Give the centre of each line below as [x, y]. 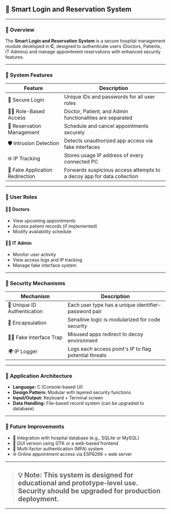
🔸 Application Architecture [39, 376]
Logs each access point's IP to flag [109, 349]
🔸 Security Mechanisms [35, 283]
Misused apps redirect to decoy [105, 334]
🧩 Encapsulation [27, 323]
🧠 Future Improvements [35, 427]
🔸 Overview [20, 30]
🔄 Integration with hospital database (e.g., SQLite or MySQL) [76, 438]
